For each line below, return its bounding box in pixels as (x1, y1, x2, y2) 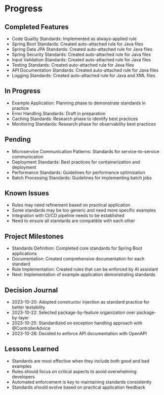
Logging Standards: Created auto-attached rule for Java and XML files (11, 73, 156, 78)
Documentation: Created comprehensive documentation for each (11, 256, 145, 262)
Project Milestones (4, 232, 64, 240)
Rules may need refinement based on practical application (11, 202, 130, 208)
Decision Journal (4, 286, 58, 294)
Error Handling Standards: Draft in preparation (11, 110, 106, 116)
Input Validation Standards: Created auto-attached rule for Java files (11, 57, 151, 62)
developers (11, 374, 35, 380)
